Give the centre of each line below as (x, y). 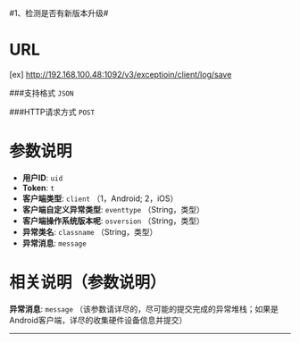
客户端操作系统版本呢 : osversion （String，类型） (113, 221)
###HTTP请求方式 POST (52, 112)
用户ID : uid (42, 178)
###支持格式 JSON (42, 93)
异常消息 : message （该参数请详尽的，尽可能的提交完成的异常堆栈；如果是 (144, 309)
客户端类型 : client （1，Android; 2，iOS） (100, 198)
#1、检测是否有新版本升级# (59, 13)
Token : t (38, 188)
